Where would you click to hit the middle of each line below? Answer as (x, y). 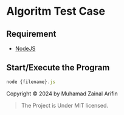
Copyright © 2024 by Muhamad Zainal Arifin (62, 94)
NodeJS (25, 48)
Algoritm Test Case (56, 11)
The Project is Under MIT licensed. (64, 105)
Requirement (31, 34)
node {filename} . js (31, 82)
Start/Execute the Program (58, 68)
